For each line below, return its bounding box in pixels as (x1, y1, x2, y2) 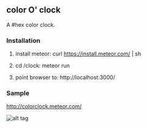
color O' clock (6, 5, 61, 15)
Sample (6, 89, 29, 98)
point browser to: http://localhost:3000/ (15, 74, 115, 81)
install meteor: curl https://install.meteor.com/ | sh (15, 50, 141, 57)
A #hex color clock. (6, 21, 56, 28)
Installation (6, 36, 41, 44)
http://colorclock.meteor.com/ (6, 103, 82, 110)
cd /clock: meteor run (15, 62, 70, 69)
